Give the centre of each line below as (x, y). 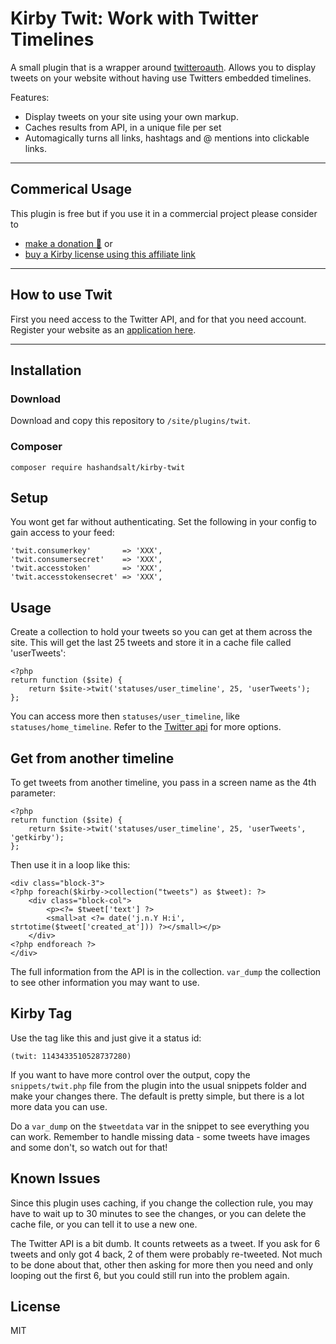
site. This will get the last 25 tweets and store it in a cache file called (151, 643)
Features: (30, 97)
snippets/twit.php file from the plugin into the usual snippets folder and (158, 1085)
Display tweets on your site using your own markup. (131, 116)
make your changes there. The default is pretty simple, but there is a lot (157, 1096)
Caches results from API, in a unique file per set (123, 127)
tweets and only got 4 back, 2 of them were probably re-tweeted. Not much (166, 1254)
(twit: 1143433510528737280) (71, 1056)
